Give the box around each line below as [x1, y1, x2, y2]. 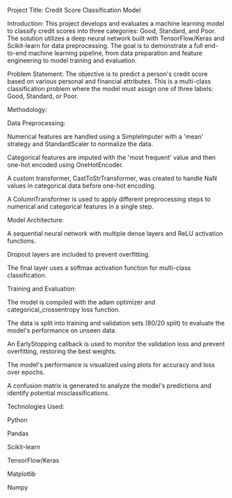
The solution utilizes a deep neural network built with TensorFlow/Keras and [7, 34, 224, 42]
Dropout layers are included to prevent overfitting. [7, 250, 151, 258]
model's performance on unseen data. [7, 326, 117, 335]
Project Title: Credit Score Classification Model [7, 6, 141, 14]
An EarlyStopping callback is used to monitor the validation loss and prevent [7, 340, 225, 348]
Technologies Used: [7, 403, 65, 410]
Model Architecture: [7, 216, 65, 224]
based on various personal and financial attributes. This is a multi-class [7, 77, 211, 86]
